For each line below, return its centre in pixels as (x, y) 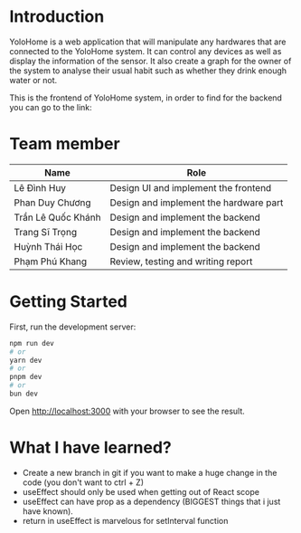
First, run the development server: (73, 327)
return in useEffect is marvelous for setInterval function (125, 520)
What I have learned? (90, 447)
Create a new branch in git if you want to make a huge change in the (150, 472)
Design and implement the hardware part (197, 203)
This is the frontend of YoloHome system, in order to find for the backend (146, 98)
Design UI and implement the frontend (191, 187)
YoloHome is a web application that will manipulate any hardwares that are (148, 42)
